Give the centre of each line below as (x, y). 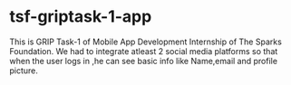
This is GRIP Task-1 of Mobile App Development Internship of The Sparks (146, 42)
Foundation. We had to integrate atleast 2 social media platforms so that (144, 51)
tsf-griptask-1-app (81, 17)
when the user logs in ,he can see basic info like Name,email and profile (144, 61)
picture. (24, 71)
